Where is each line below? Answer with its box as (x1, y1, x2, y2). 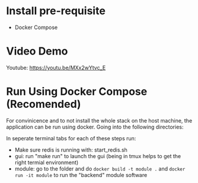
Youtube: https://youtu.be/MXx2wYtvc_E (6, 64, 106, 71)
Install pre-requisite (6, 4, 106, 18)
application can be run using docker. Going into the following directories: (6, 123, 184, 130)
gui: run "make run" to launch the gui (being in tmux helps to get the (14, 152, 181, 159)
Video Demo (6, 44, 68, 58)
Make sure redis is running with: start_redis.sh (14, 146, 127, 153)
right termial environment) (14, 159, 79, 166)
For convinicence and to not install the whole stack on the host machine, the (6, 117, 193, 124)
